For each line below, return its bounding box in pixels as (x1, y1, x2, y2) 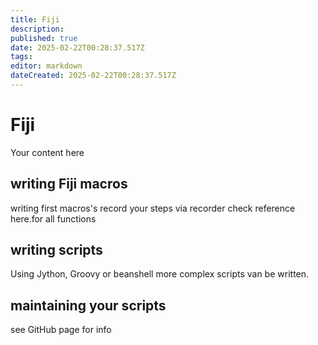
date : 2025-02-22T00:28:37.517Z (10, 42, 145, 53)
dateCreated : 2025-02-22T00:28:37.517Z (10, 71, 177, 81)
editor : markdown (10, 61, 83, 71)
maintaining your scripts (10, 297, 167, 314)
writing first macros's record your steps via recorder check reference (10, 202, 296, 214)
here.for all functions (10, 212, 97, 225)
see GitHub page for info (10, 324, 112, 336)
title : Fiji (10, 14, 60, 25)
